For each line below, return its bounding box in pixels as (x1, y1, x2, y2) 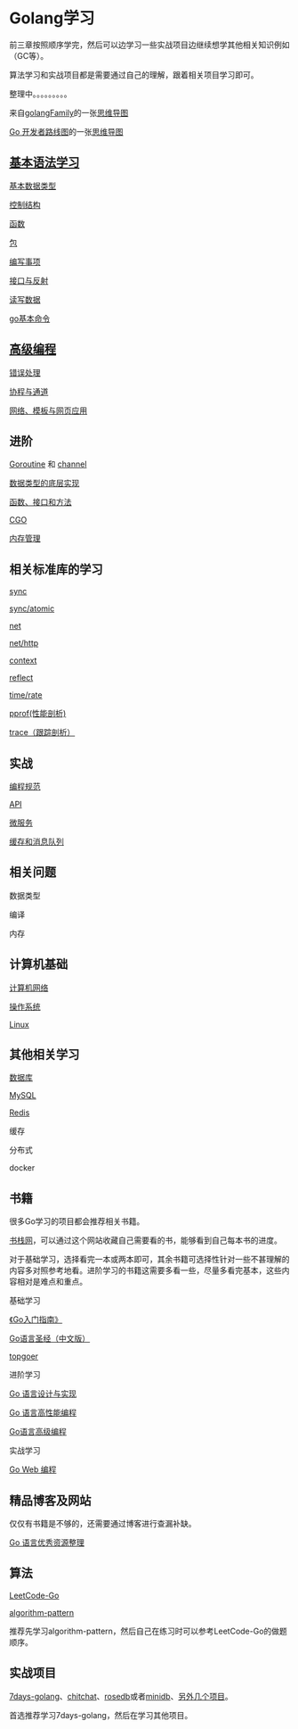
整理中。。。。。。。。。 (9, 88, 72, 99)
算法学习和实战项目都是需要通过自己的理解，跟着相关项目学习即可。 (9, 69, 259, 80)
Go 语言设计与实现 (9, 1388, 77, 1399)
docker (9, 1162, 36, 1173)
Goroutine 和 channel (9, 459, 87, 469)
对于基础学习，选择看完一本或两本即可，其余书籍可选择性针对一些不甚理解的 (9, 1254, 290, 1265)
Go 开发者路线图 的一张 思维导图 (9, 126, 124, 136)
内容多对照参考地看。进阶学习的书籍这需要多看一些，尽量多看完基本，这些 (9, 1265, 282, 1276)
